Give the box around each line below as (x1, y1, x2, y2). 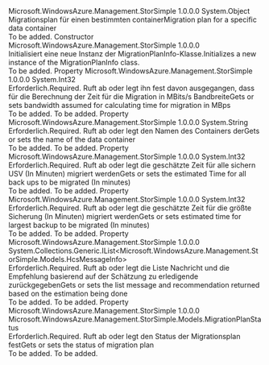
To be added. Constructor (8, 32, 94, 41)
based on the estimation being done (8, 288, 128, 298)
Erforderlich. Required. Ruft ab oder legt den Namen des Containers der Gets (8, 127, 260, 135)
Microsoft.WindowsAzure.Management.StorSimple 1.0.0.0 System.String (8, 118, 248, 127)
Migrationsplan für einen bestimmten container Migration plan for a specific (8, 15, 258, 24)
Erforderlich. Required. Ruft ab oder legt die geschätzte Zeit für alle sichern (8, 160, 256, 170)
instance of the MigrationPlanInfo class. (8, 58, 140, 67)
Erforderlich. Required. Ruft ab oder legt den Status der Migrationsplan (8, 332, 241, 341)
